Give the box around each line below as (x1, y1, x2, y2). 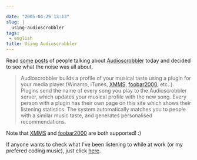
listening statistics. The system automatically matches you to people (20, 106, 186, 113)
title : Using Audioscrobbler (6, 41, 78, 47)
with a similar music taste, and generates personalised (20, 112, 153, 119)
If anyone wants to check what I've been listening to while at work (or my (6, 141, 183, 148)
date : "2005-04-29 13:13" (6, 13, 69, 19)
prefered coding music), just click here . (6, 147, 101, 154)
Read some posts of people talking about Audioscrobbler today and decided (6, 57, 191, 64)
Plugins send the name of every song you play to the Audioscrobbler (20, 87, 187, 94)
